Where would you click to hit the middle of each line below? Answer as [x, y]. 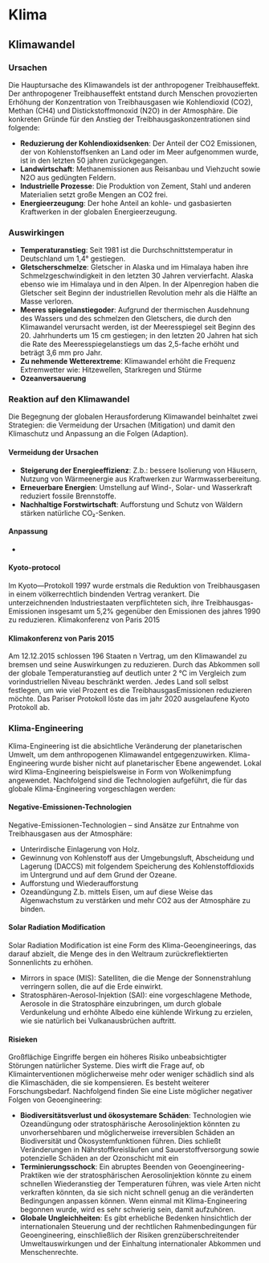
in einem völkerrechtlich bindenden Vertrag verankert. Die [104, 594]
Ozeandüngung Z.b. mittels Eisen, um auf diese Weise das [116, 892]
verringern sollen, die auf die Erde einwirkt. [91, 986]
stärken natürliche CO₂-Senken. [73, 513]
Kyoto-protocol [35, 568]
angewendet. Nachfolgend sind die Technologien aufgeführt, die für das [128, 780]
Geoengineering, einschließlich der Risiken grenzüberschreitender [129, 1235]
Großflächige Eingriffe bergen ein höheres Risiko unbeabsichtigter [118, 1057]
